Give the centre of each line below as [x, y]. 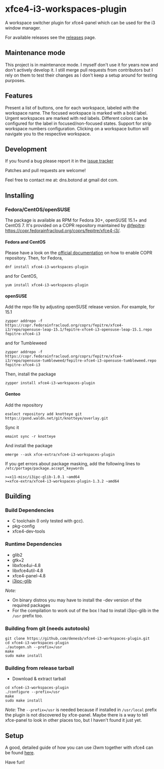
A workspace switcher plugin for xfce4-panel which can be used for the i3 [80, 23]
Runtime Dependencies [34, 544]
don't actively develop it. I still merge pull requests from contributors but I [79, 70]
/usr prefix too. [27, 616]
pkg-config [23, 526]
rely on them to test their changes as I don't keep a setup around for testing [81, 75]
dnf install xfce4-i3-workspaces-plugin [47, 267]
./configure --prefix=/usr [33, 692]
